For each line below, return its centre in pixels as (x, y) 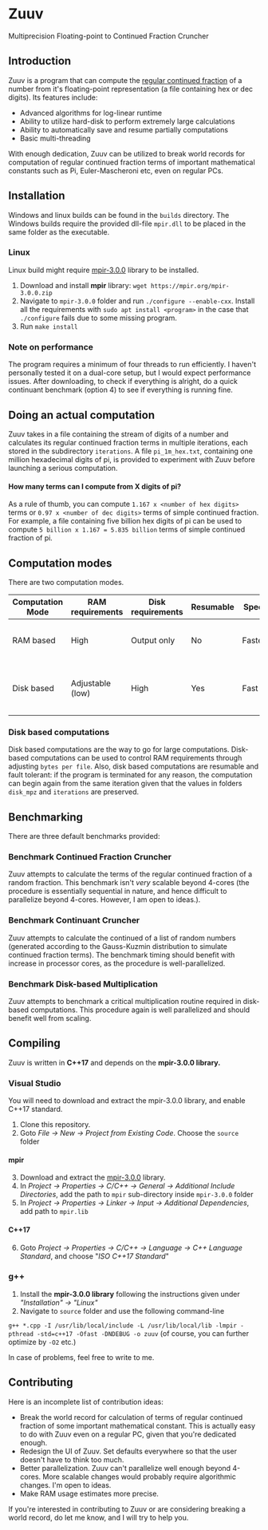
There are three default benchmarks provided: (84, 836)
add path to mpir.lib (54, 1212)
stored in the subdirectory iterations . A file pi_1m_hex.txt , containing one (131, 451)
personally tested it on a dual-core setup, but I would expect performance (130, 373)
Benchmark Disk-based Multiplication (83, 984)
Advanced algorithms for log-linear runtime (91, 113)
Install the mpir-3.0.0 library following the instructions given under (130, 1294)
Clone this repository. (55, 1125)
